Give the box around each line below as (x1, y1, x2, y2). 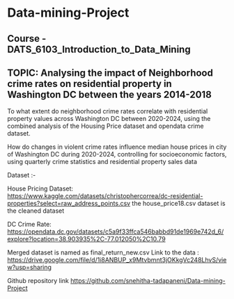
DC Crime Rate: (7, 220, 52, 229)
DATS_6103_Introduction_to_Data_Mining (7, 43, 191, 55)
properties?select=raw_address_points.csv (7, 200, 131, 208)
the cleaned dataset (7, 207, 65, 215)
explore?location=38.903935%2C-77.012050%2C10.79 (7, 235, 166, 243)
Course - (7, 33, 47, 45)
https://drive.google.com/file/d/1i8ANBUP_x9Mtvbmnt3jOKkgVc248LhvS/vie (7, 256, 227, 264)
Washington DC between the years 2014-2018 (7, 88, 212, 100)
